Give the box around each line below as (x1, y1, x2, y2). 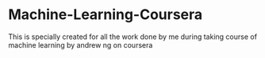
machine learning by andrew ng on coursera (8, 40, 153, 49)
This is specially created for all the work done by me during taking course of (8, 32, 258, 41)
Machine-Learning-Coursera (8, 6, 203, 24)
